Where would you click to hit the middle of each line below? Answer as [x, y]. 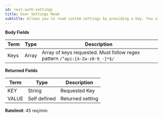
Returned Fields [21, 70]
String [35, 91]
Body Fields [17, 33]
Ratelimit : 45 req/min [26, 111]
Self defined [42, 99]
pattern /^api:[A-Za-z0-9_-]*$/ [78, 59]
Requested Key [78, 91]
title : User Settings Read [32, 14]
